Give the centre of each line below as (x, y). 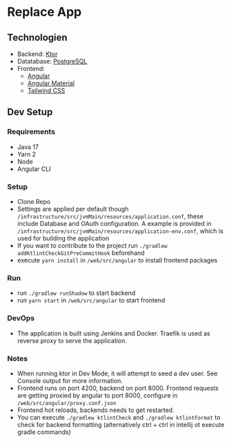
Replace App (44, 12)
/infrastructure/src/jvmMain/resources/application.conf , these (110, 216)
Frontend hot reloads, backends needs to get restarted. (96, 410)
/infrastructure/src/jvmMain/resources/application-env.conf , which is (120, 231)
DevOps (21, 318)
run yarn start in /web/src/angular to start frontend (91, 300)
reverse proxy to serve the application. (72, 340)
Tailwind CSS (46, 91)
